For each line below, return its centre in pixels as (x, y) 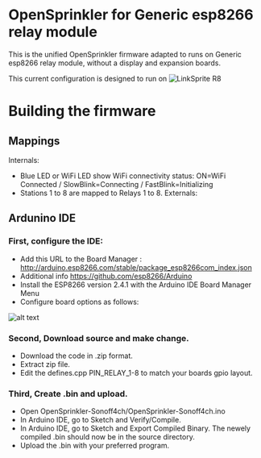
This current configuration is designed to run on (88, 78)
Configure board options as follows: (79, 302)
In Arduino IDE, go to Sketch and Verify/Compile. (100, 420)
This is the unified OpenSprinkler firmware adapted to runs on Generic (125, 54)
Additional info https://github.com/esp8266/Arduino (106, 276)
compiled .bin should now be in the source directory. (107, 437)
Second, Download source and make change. (99, 338)
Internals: (24, 160)
